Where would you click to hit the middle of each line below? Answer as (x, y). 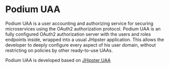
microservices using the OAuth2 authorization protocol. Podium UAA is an (83, 28)
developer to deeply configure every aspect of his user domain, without (81, 45)
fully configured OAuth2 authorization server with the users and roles (78, 34)
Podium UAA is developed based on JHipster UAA (58, 60)
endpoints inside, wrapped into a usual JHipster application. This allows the (85, 40)
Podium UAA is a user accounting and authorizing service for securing (79, 23)
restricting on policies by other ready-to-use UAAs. (59, 50)
